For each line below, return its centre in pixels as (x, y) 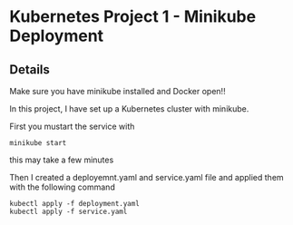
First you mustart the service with (72, 126)
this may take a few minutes (62, 160)
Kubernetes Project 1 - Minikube (133, 17)
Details (29, 69)
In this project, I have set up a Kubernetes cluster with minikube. (129, 109)
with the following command (62, 187)
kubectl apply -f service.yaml (68, 211)
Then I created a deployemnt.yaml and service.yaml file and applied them (146, 177)
